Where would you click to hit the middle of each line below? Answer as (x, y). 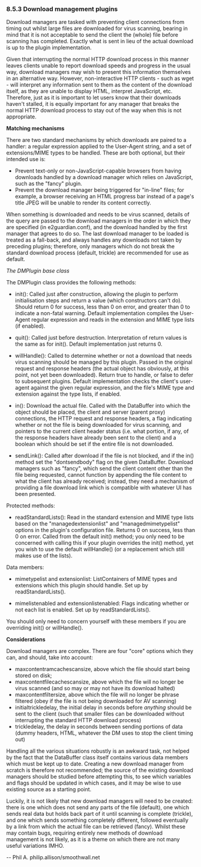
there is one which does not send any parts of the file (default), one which (98, 807)
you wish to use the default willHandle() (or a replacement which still (100, 550)
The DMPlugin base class (38, 271)
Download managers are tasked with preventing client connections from (95, 22)
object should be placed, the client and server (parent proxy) (90, 412)
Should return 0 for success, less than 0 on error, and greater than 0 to (102, 307)
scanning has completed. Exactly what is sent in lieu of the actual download (100, 41)
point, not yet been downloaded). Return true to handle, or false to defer (104, 375)
